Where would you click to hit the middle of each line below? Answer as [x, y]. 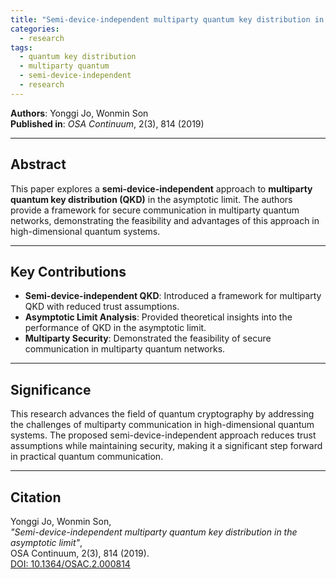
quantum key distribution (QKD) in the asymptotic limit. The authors [151, 199]
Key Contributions [68, 271]
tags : [21, 47]
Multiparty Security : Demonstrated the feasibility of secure [148, 338]
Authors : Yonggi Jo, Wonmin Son [79, 113]
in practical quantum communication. [87, 457]
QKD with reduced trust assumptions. [102, 307]
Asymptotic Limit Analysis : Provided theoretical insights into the [158, 317]
